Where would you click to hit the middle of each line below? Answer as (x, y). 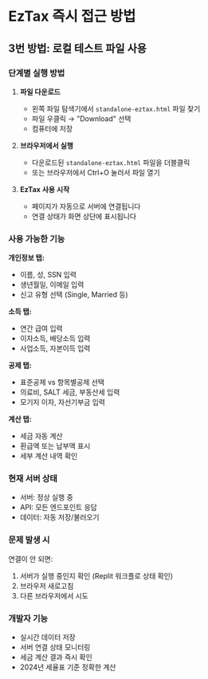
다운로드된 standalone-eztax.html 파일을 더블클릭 (111, 162)
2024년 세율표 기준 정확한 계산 (68, 667)
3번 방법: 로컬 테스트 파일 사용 (78, 48)
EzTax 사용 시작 (45, 189)
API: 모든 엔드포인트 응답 (58, 508)
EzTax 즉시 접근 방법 (72, 16)
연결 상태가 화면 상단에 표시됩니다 (84, 216)
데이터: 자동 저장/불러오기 (59, 517)
